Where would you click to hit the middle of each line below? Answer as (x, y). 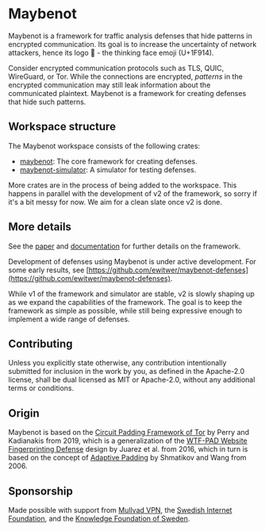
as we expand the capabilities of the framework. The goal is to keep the (125, 302)
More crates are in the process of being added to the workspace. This (123, 185)
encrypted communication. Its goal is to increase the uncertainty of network (132, 44)
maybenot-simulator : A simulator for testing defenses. (108, 169)
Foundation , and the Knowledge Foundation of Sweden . (99, 518)
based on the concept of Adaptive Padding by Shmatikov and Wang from (128, 458)
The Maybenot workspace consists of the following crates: (104, 146)
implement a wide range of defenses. (69, 319)
